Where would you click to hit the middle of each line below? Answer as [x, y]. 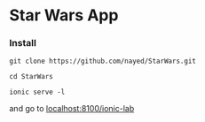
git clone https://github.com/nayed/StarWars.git [103, 61]
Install [23, 43]
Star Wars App [64, 15]
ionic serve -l [37, 92]
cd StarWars [31, 77]
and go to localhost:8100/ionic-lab [72, 109]
